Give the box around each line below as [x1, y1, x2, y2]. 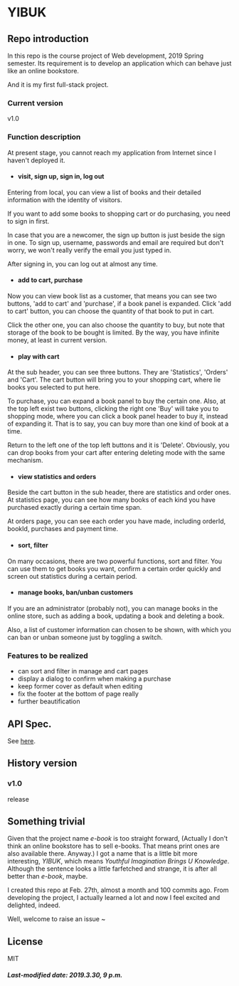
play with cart [17, 352, 60, 360]
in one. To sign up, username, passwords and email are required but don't [7, 238, 224, 246]
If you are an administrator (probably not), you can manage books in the [7, 604, 218, 612]
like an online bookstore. [7, 67, 80, 75]
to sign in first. [7, 216, 50, 225]
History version [7, 757, 78, 770]
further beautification [17, 697, 80, 706]
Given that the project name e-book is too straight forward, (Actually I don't [7, 834, 228, 843]
